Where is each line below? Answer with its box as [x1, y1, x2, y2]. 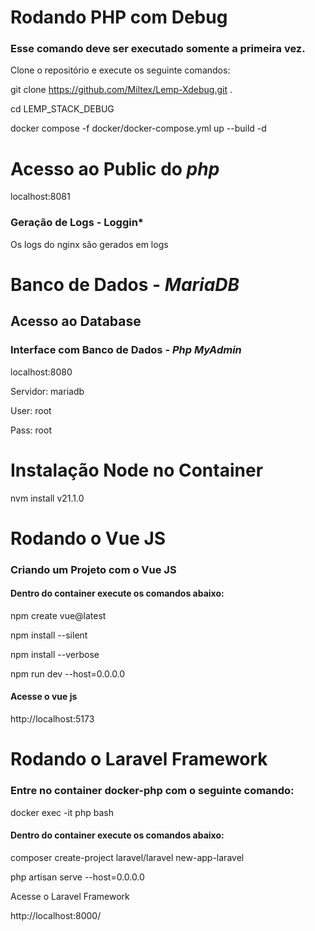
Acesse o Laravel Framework [10, 890, 130, 902]
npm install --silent [10, 629, 88, 641]
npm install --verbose [10, 648, 100, 660]
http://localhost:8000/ [10, 909, 102, 921]
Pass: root [10, 424, 52, 436]
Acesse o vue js [10, 691, 78, 703]
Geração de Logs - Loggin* [10, 216, 144, 230]
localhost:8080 [10, 366, 73, 378]
